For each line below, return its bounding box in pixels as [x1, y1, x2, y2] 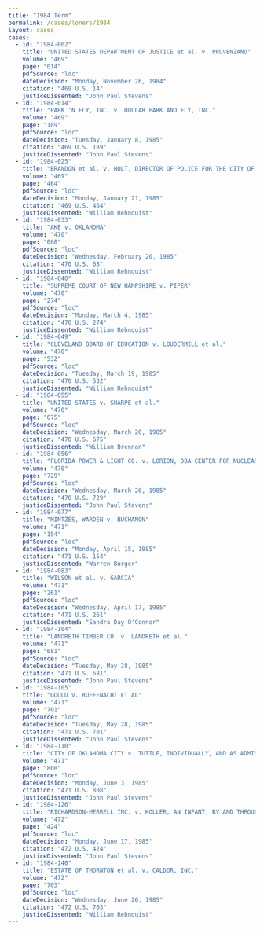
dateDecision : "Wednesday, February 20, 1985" [22, 252, 178, 260]
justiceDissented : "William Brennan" [22, 443, 146, 450]
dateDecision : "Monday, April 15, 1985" [22, 545, 156, 553]
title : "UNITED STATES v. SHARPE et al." [22, 399, 159, 407]
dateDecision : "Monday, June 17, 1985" [22, 837, 153, 845]
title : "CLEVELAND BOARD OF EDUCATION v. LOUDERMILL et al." [22, 340, 226, 348]
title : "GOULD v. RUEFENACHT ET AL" [22, 691, 143, 700]
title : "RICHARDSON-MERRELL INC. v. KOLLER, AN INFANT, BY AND [22, 808, 234, 816]
